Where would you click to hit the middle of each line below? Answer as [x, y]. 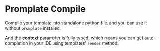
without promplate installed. [33, 28]
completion [17, 43]
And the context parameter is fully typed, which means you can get [74, 38]
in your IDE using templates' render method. [74, 43]
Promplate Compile [45, 9]
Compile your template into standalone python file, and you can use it [76, 23]
